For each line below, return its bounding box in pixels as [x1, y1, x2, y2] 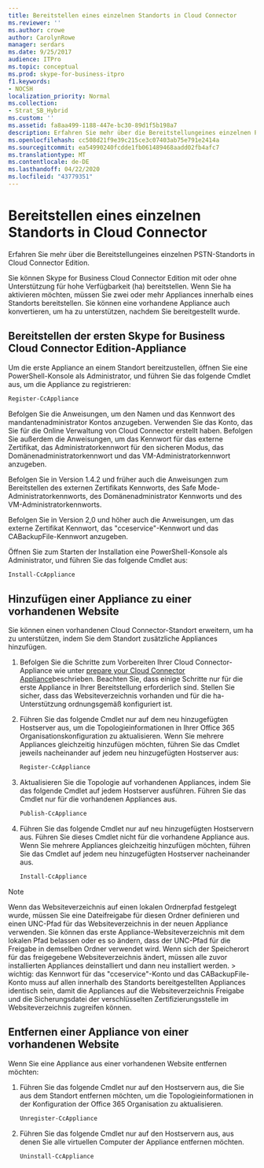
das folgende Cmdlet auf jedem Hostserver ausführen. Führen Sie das [19, 786, 247, 796]
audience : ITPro [8, 56, 61, 64]
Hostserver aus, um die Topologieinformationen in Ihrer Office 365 [19, 723, 235, 733]
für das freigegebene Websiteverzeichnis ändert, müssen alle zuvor [8, 952, 228, 962]
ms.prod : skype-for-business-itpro [8, 70, 125, 78]
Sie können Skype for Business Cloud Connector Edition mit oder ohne [8, 273, 237, 282]
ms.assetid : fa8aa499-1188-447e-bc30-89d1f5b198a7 [8, 121, 178, 129]
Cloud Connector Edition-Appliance [8, 342, 187, 355]
